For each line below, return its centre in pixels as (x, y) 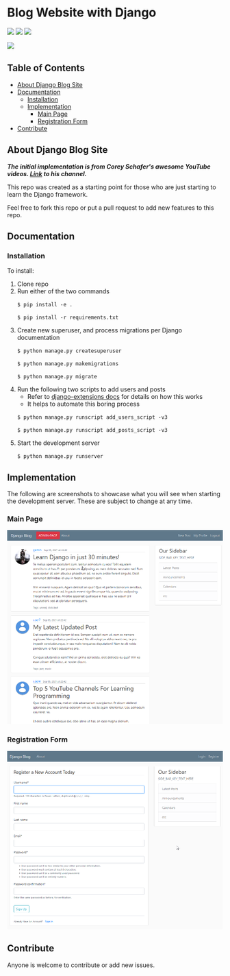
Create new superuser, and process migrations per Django (100, 330)
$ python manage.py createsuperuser (69, 351)
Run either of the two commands (63, 291)
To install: (21, 271)
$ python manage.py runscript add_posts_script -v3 (92, 430)
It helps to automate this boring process (84, 404)
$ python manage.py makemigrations (68, 364)
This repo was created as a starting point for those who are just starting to (112, 187)
